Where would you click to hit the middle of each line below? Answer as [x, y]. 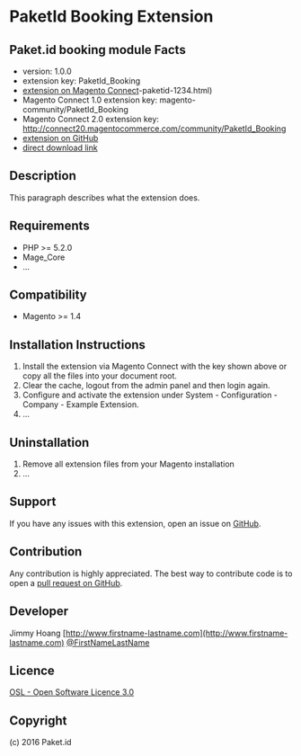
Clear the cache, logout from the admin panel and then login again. [146, 386]
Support [33, 502]
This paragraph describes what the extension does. [105, 197]
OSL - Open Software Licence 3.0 [72, 692]
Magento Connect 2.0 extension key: [91, 119]
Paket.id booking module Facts [97, 50]
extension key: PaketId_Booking [81, 81]
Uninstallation [49, 442]
